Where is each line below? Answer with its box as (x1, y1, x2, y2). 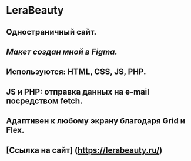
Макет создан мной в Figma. (6, 46, 118, 56)
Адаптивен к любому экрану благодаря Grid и (6, 116, 186, 126)
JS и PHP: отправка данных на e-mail (6, 86, 150, 97)
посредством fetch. (6, 96, 83, 106)
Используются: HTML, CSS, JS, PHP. (6, 67, 146, 77)
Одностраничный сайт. (6, 27, 97, 37)
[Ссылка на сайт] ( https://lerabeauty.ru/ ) (6, 145, 163, 155)
